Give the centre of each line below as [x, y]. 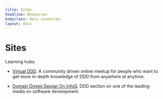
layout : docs [19, 24]
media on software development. [46, 92]
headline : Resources [26, 14]
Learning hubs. [20, 62]
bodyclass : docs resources [33, 19]
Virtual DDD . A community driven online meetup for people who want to [85, 71]
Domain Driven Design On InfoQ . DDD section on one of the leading [81, 86]
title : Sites [19, 10]
